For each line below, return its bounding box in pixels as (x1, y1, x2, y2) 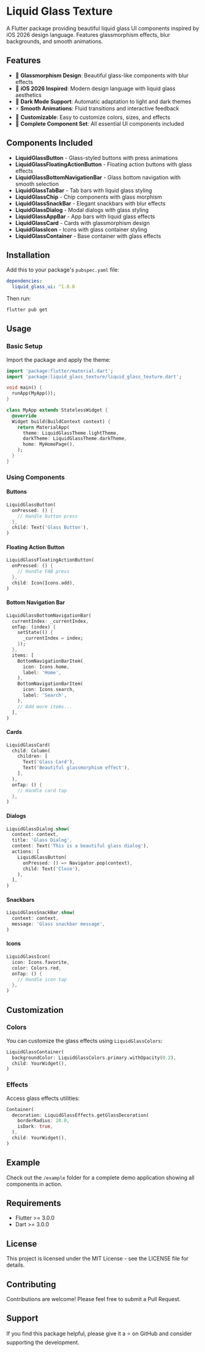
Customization (6, 1004, 64, 1015)
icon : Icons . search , (22, 687, 75, 693)
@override (12, 413, 37, 419)
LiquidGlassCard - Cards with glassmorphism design (15, 219, 150, 226)
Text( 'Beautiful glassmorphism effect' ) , (22, 765, 130, 771)
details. (6, 1261, 25, 1269)
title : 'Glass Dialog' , (12, 837, 72, 844)
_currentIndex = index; (22, 635, 84, 641)
